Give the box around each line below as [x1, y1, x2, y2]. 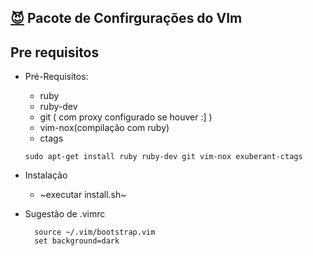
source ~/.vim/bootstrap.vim [34, 227, 156, 238]
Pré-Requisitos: [24, 71, 89, 83]
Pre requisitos [10, 44, 100, 61]
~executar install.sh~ [39, 189, 127, 201]
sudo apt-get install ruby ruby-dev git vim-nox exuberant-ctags [24, 152, 303, 162]
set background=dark [34, 236, 120, 246]
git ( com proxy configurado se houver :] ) [39, 111, 213, 123]
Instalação [24, 169, 68, 181]
